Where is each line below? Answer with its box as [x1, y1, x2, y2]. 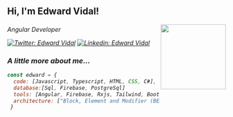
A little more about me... [7, 55, 91, 65]
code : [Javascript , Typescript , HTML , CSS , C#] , [13, 78, 157, 85]
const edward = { [7, 72, 58, 79]
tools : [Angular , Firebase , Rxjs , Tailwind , [13, 91, 144, 98]
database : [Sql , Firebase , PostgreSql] [13, 84, 126, 91]
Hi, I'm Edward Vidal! [7, 6, 99, 17]
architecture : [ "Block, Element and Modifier [13, 97, 148, 105]
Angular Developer [7, 25, 61, 33]
